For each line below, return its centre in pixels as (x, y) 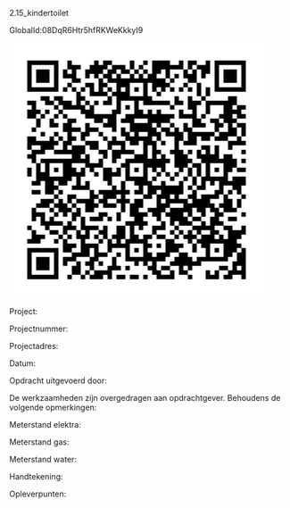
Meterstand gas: (39, 442)
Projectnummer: (39, 329)
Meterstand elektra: (46, 425)
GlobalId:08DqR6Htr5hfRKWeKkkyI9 (76, 30)
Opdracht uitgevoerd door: (58, 380)
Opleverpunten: (38, 494)
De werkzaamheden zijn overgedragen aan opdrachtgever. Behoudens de (145, 398)
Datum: (23, 363)
